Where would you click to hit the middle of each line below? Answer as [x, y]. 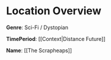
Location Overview [54, 11]
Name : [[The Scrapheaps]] [39, 50]
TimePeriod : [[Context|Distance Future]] [56, 39]
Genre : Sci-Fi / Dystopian [37, 27]
